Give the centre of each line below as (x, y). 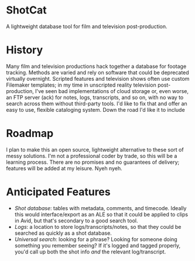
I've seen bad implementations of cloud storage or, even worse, (112, 91)
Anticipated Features (58, 192)
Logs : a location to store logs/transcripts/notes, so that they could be (98, 226)
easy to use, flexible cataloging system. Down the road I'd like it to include (96, 109)
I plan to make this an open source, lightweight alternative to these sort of (95, 149)
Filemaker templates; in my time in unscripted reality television (81, 85)
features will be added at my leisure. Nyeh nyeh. (64, 168)
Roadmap (30, 134)
